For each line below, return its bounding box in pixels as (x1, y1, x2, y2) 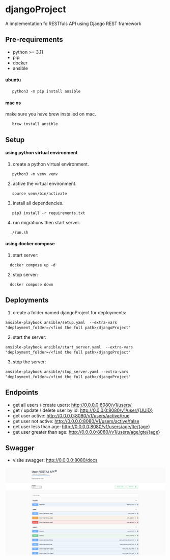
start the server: (12, 334, 47, 340)
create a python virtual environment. (12, 161, 89, 167)
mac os (5, 100, 21, 106)
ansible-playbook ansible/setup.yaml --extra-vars (5, 320, 117, 325)
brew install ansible (12, 122, 58, 127)
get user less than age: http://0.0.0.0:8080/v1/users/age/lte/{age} (12, 423, 150, 430)
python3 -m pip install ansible (12, 88, 81, 94)
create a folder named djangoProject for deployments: (12, 309, 127, 315)
